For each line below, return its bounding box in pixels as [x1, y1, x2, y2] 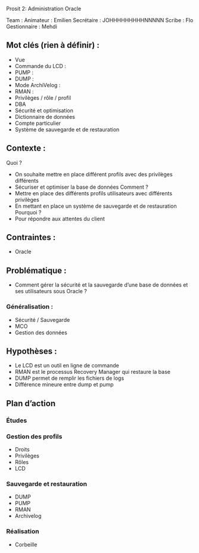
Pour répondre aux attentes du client [14, 215, 105, 222]
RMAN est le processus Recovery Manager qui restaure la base [14, 368, 171, 376]
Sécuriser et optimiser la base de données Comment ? [14, 183, 149, 191]
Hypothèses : [6, 346, 58, 356]
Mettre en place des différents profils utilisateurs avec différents [14, 189, 173, 196]
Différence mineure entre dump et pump [14, 381, 114, 388]
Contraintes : [6, 232, 56, 242]
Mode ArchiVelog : [14, 81, 61, 88]
